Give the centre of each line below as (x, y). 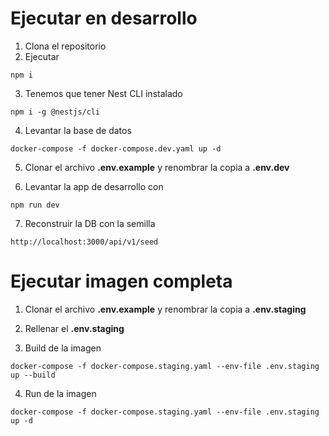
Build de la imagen (63, 348)
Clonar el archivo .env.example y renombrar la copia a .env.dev (157, 167)
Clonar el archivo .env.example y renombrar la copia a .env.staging (165, 309)
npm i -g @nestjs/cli (55, 112)
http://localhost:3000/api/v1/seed (84, 242)
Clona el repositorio (65, 46)
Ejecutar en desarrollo (104, 18)
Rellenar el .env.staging (74, 328)
